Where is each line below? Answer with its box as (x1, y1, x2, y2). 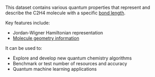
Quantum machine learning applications (12, 66, 97, 72)
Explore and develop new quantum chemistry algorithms (12, 55, 132, 61)
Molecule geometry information (12, 35, 79, 41)
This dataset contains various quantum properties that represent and (5, 5, 150, 10)
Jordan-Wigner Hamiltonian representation (12, 30, 103, 35)
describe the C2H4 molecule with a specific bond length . (5, 10, 126, 16)
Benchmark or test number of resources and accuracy (12, 61, 127, 66)
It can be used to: (5, 45, 42, 51)
